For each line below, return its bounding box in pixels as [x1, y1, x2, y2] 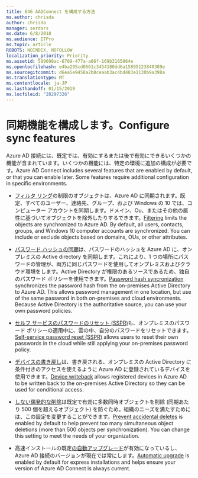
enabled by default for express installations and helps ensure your [14, 458, 176, 466]
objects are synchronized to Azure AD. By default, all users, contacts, [14, 220, 184, 228]
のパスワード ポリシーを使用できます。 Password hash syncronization [14, 275, 184, 282]
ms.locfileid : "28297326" [6, 91, 70, 97]
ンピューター [14, 207, 46, 214]
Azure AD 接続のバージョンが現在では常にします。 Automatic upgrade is [14, 451, 190, 459]
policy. [14, 346, 31, 353]
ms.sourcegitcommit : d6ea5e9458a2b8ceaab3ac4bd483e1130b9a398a [6, 69, 165, 75]
